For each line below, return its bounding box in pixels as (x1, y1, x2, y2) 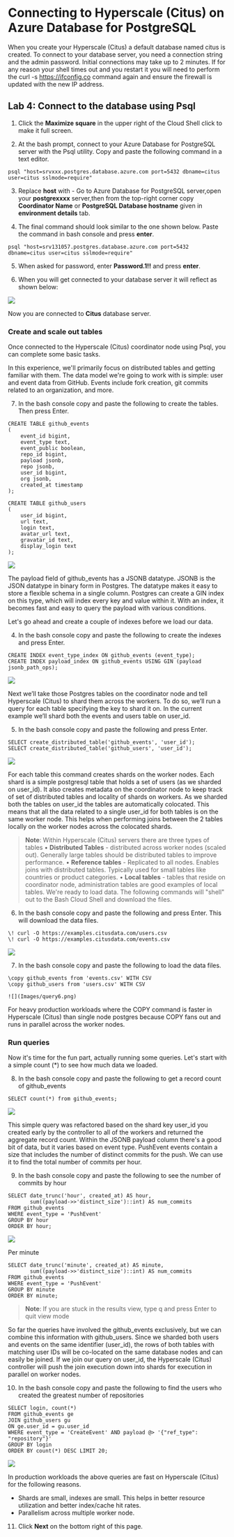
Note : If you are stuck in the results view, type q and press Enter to (24, 1305, 217, 1313)
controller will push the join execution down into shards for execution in (8, 1363, 212, 1371)
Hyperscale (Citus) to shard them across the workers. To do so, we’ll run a (8, 697, 221, 705)
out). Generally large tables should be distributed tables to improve (24, 851, 217, 859)
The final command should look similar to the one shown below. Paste (17, 222, 219, 231)
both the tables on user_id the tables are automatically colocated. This (8, 800, 210, 809)
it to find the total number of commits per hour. (8, 1158, 142, 1167)
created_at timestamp (20, 482, 83, 489)
